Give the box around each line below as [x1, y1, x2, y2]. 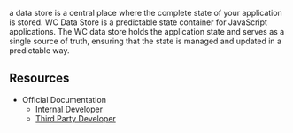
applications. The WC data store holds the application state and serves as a [9, 27, 285, 36]
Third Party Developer [35, 113, 117, 123]
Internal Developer [35, 104, 104, 114]
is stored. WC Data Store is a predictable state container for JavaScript [9, 17, 268, 27]
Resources [9, 71, 70, 86]
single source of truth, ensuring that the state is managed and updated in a [9, 35, 281, 46]
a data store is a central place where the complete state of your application [9, 8, 283, 18]
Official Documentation [21, 94, 106, 105]
